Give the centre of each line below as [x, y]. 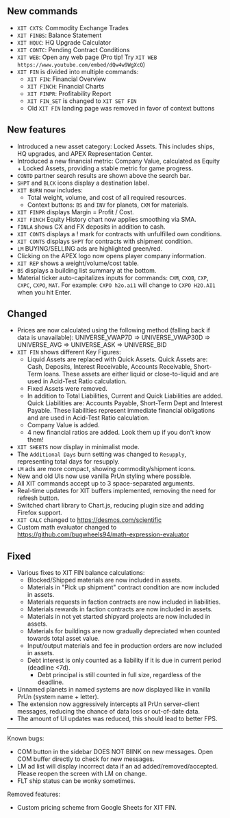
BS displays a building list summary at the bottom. [87, 270]
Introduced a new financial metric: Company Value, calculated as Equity [118, 161]
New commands [42, 11]
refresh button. [38, 498]
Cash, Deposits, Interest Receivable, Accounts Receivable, [110, 367]
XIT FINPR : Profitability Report [69, 93]
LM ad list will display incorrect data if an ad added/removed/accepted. [117, 766]
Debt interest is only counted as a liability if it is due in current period [124, 660]
